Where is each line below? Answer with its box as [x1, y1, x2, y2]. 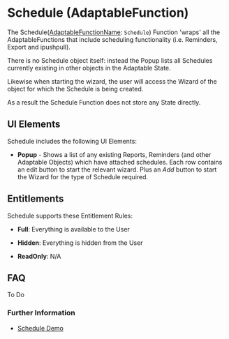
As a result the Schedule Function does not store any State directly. [7, 98, 201, 106]
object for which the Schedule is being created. [7, 84, 144, 93]
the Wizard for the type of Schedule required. [17, 172, 149, 181]
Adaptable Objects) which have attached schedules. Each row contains [17, 158, 223, 166]
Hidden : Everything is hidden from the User [17, 239, 143, 247]
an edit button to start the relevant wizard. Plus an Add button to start [17, 165, 217, 174]
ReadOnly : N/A [17, 252, 61, 260]
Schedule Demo [17, 324, 64, 332]
